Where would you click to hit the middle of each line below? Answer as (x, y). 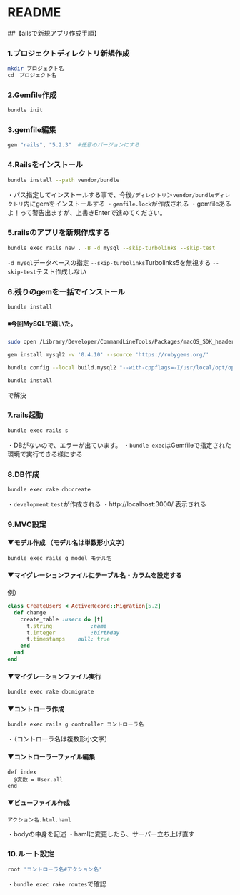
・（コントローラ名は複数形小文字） (59, 739)
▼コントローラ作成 (36, 709)
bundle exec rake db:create (49, 490)
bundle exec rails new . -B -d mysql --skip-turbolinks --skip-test (111, 248)
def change (30, 612)
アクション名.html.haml (39, 820)
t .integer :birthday (73, 633)
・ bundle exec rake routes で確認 (57, 884)
